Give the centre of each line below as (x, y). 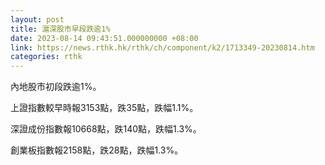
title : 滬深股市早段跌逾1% (60, 29)
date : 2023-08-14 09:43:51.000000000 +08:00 (104, 38)
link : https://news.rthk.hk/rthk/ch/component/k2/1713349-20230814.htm (162, 47)
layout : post (37, 19)
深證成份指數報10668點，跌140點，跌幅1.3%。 (106, 129)
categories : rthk (46, 57)
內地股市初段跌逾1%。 (56, 87)
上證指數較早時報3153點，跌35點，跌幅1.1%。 (104, 108)
